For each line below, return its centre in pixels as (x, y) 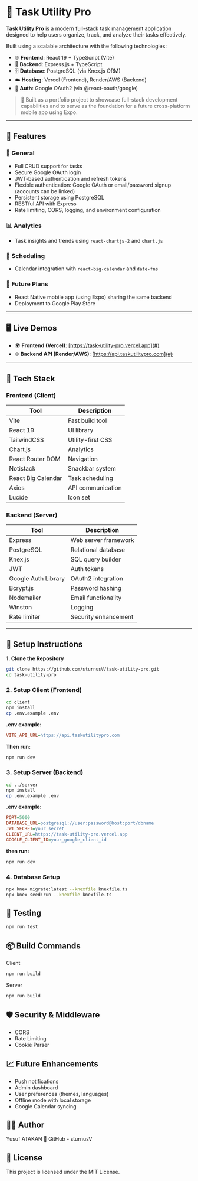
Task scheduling (90, 478)
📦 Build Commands (43, 946)
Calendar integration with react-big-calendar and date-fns (86, 269)
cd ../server (22, 785)
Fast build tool (87, 420)
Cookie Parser (32, 1045)
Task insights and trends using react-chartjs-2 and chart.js (89, 240)
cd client (18, 702)
